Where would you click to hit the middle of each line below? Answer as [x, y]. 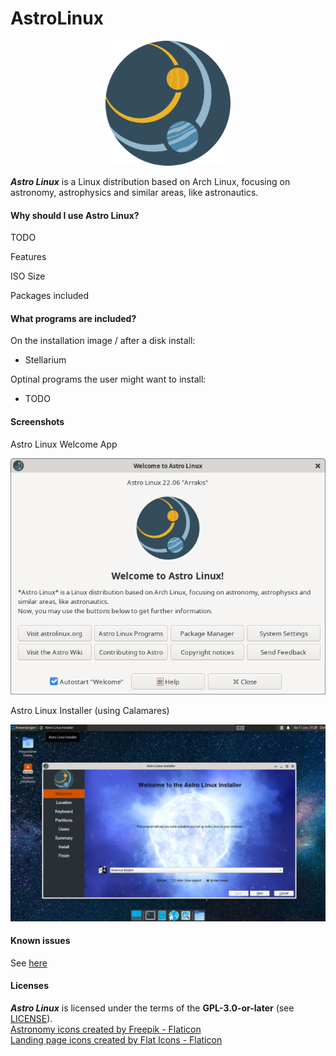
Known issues [40, 941]
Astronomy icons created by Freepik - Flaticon [106, 1029]
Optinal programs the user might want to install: [108, 379]
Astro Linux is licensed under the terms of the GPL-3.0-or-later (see [152, 1008]
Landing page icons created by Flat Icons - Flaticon [116, 1039]
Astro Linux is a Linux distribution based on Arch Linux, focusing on [150, 181]
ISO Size [28, 276]
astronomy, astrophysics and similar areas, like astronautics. [134, 192]
